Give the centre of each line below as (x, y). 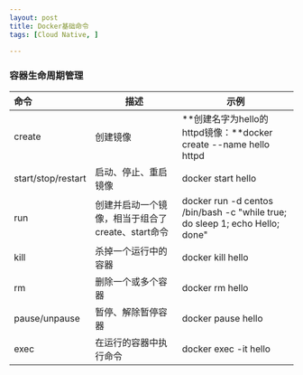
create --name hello (226, 144)
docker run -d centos (227, 201)
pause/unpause (47, 318)
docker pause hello (222, 318)
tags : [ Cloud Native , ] (54, 34)
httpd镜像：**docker (227, 132)
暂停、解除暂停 (127, 312)
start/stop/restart (50, 178)
